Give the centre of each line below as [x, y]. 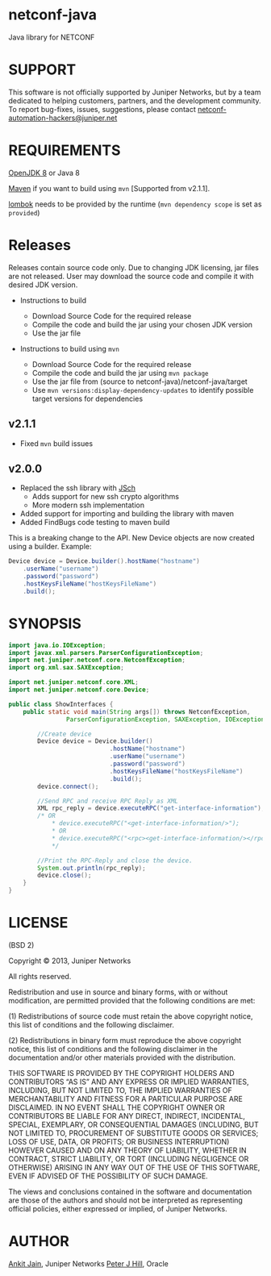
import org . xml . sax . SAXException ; [67, 668]
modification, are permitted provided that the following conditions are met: [132, 1001]
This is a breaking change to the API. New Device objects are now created [132, 538]
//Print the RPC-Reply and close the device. [115, 861]
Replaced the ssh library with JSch [77, 488]
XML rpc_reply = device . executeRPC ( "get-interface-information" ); [151, 808]
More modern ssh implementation [88, 505]
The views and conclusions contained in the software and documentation [130, 1192]
